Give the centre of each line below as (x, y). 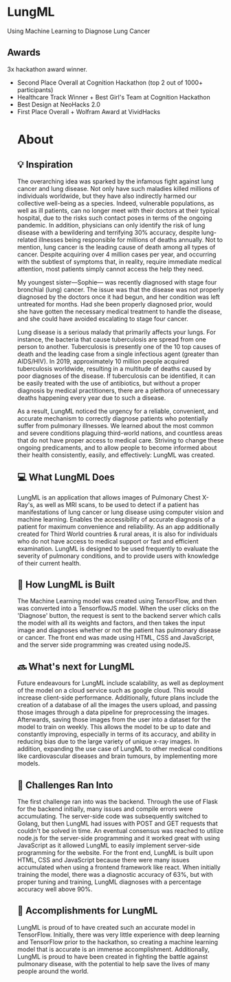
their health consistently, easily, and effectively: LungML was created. (116, 455)
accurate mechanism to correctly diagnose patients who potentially (112, 418)
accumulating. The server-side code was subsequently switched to (112, 816)
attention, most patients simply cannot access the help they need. (110, 269)
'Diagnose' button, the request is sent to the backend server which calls (119, 616)
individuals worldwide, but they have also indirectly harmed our (107, 196)
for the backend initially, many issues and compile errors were (105, 809)
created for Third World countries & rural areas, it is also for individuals (117, 534)
